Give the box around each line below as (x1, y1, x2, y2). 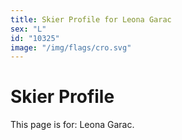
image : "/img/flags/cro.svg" (10, 42, 132, 53)
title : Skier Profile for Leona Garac (10, 14, 172, 25)
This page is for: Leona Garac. (10, 119, 135, 131)
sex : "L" (10, 24, 47, 34)
